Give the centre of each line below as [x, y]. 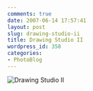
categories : [25, 54]
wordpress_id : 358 [34, 47]
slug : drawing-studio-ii [44, 34]
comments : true [30, 14]
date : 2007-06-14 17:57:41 [47, 20]
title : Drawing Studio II [45, 40]
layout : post [26, 27]
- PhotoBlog [25, 60]
